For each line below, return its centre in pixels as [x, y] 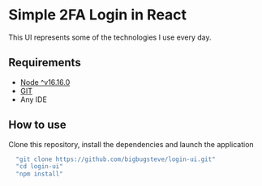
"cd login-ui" [39, 167]
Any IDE [33, 99]
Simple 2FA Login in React [98, 15]
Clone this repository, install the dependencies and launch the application [131, 144]
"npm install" [39, 174]
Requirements [45, 63]
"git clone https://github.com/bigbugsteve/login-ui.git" [116, 159]
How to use [37, 125]
